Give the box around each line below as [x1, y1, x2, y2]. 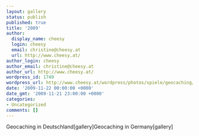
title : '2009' [6, 25, 41, 31]
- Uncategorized [6, 101, 46, 108]
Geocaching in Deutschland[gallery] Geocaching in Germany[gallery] [6, 123, 174, 130]
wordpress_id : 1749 [6, 74, 54, 80]
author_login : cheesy [6, 58, 60, 64]
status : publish [6, 14, 46, 20]
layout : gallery [6, 8, 46, 15]
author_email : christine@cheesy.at [6, 63, 94, 69]
